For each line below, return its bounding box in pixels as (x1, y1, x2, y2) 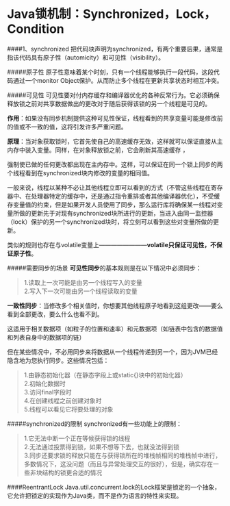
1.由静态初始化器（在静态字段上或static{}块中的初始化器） (23, 370, 187, 379)
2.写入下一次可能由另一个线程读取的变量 (23, 287, 138, 295)
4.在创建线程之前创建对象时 (23, 396, 102, 405)
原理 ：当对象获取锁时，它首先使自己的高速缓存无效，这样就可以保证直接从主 (7, 137, 223, 145)
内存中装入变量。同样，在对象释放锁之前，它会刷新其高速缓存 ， (7, 145, 189, 154)
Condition (7, 21, 64, 37)
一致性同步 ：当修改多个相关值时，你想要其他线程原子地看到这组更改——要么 (7, 301, 223, 309)
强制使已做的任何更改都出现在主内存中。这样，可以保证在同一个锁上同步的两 (7, 160, 223, 168)
